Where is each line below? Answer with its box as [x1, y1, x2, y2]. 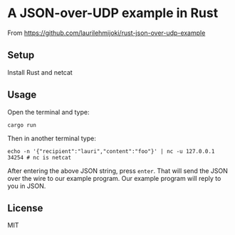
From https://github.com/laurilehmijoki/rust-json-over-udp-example [7, 28, 206, 37]
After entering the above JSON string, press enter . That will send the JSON [7, 166, 228, 175]
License [7, 202, 43, 214]
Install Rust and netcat [7, 68, 73, 76]
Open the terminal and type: [7, 108, 90, 116]
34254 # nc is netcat [7, 154, 72, 161]
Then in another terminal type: [7, 134, 96, 142]
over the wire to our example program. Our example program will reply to [7, 174, 221, 182]
